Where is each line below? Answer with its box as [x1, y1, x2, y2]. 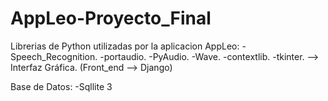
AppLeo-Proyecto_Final [10, 7, 212, 30]
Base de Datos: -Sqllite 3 [10, 80, 113, 92]
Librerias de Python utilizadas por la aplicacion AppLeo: [10, 40, 240, 52]
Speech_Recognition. [10, 50, 98, 62]
